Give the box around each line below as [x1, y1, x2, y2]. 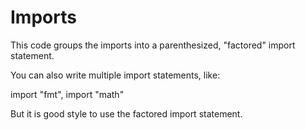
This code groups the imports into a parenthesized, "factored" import [10, 39, 296, 51]
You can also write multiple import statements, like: [10, 69, 221, 81]
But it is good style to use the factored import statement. [10, 107, 243, 120]
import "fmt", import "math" [10, 88, 125, 100]
